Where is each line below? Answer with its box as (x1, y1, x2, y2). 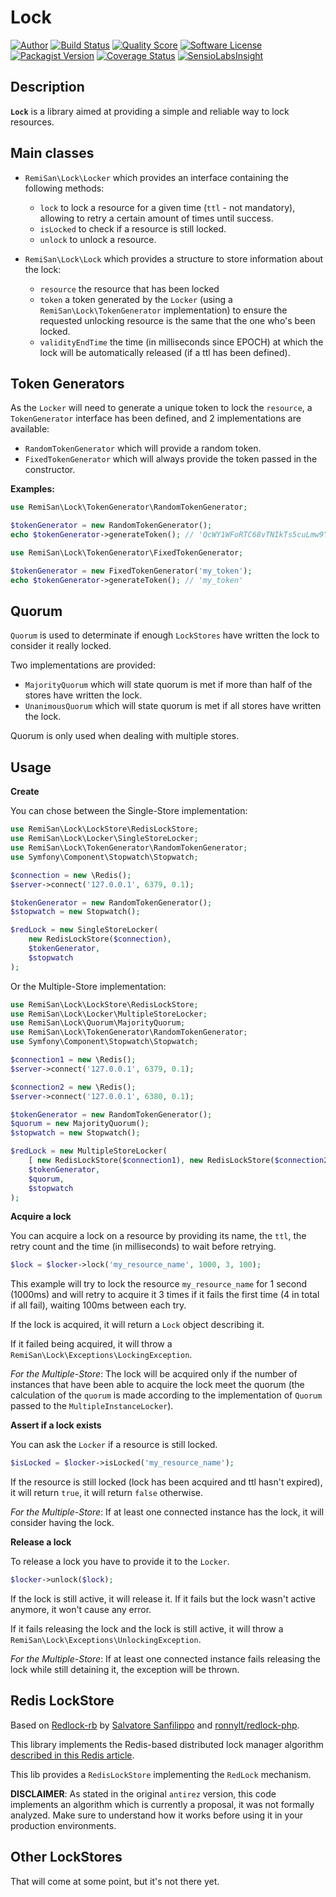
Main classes (10, 145, 95, 162)
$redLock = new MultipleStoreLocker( (10, 1146, 168, 1156)
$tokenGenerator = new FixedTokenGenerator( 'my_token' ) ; (10, 566, 253, 576)
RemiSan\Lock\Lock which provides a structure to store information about (24, 252, 323, 265)
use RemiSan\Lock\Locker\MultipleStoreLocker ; (10, 1009, 208, 1019)
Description (10, 79, 85, 96)
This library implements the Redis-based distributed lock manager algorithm (10, 1738, 324, 1750)
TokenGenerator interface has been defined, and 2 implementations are (10, 412, 302, 425)
